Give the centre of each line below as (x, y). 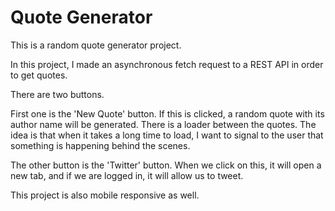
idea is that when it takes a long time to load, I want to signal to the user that (167, 135)
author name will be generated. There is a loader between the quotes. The (163, 124)
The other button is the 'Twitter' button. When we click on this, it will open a (166, 165)
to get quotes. (39, 75)
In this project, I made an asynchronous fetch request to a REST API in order (167, 64)
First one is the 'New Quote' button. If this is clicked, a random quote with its (167, 113)
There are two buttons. (57, 94)
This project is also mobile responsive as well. (105, 195)
